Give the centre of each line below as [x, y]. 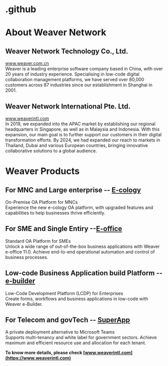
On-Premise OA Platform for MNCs [41, 202]
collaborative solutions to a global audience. [51, 151]
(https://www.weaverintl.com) [38, 358]
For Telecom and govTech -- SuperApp [68, 320]
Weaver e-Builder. [24, 304]
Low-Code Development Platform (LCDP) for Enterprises [64, 293]
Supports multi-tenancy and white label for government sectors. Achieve [81, 338]
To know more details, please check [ [45, 353]
